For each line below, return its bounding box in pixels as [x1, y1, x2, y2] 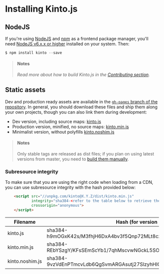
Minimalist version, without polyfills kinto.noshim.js [12, 129, 115, 135]
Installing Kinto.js [5, 3, 78, 15]
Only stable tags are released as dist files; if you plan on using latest [17, 151, 155, 157]
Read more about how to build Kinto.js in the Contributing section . [17, 72, 150, 78]
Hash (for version [116, 218, 158, 225]
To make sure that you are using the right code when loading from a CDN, [5, 179, 154, 185]
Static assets [5, 86, 45, 94]
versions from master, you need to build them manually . [17, 156, 129, 162]
